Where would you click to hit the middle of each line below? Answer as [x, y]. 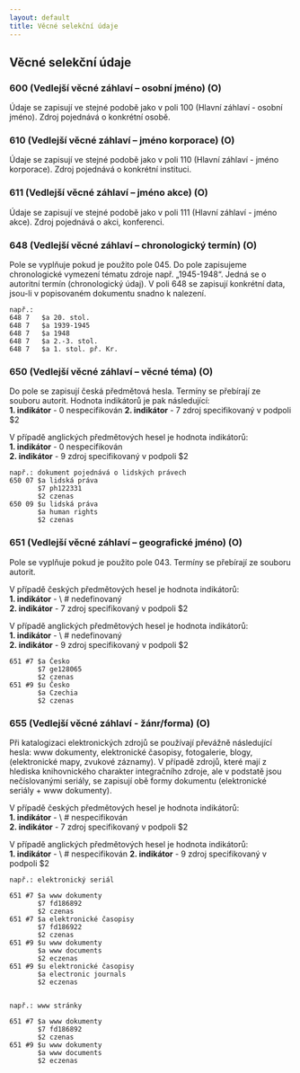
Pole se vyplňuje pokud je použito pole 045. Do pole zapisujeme [128, 265]
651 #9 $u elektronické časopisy [72, 966]
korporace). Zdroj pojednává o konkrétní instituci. [100, 169]
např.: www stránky [46, 1006]
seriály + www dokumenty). [61, 790]
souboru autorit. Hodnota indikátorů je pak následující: [110, 401]
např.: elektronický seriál [62, 880]
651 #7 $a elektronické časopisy [72, 919]
